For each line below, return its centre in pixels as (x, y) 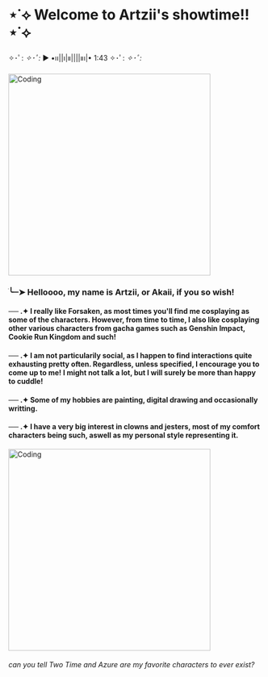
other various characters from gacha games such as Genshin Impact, (127, 328)
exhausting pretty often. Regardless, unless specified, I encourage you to (134, 364)
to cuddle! (26, 382)
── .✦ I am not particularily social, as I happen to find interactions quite (130, 356)
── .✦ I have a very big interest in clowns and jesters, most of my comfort (134, 427)
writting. (23, 408)
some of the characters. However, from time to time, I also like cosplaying (134, 320)
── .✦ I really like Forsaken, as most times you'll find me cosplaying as (129, 311)
